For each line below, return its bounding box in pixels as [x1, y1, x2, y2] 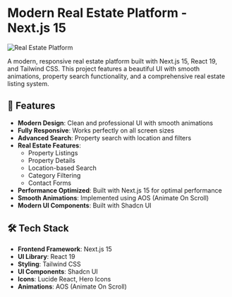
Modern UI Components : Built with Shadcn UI [17, 201, 152, 210]
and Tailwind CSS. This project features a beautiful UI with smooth [7, 64, 200, 73]
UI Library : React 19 [17, 252, 75, 260]
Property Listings [28, 148, 78, 157]
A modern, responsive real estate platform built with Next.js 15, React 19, [7, 56, 217, 65]
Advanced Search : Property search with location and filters [17, 133, 192, 142]
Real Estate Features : [17, 141, 81, 150]
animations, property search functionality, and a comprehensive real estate [7, 72, 226, 80]
